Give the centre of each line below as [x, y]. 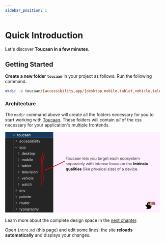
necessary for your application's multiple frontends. [57, 125]
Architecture [21, 104]
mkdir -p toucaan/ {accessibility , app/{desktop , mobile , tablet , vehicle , [79, 91]
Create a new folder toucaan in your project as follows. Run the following [79, 76]
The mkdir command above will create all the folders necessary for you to [79, 114]
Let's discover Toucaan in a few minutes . [47, 49]
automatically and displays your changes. [48, 235]
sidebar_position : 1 [26, 10]
